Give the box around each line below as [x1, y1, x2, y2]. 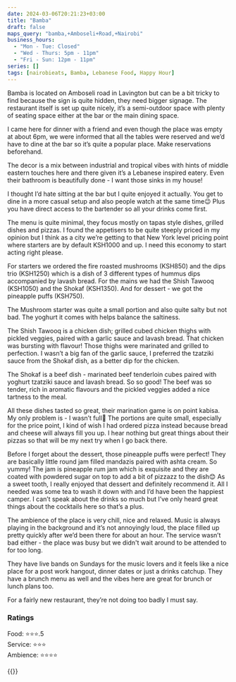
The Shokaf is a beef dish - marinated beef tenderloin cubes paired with [7, 370, 217, 378]
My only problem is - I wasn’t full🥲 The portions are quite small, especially [7, 414, 222, 422]
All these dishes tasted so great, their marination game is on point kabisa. [7, 406, 221, 414]
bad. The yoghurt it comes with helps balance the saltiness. [7, 313, 181, 321]
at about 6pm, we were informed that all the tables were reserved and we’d [7, 132, 225, 141]
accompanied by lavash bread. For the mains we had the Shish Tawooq [7, 276, 215, 285]
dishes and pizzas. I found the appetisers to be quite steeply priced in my [7, 225, 221, 234]
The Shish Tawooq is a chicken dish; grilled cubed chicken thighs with [7, 326, 211, 335]
